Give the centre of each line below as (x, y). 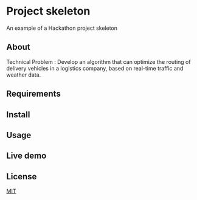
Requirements (33, 94)
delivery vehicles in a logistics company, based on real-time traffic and (95, 68)
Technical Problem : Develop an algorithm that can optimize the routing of (98, 61)
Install (18, 115)
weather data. (24, 75)
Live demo (26, 156)
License (22, 177)
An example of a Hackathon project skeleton (62, 28)
